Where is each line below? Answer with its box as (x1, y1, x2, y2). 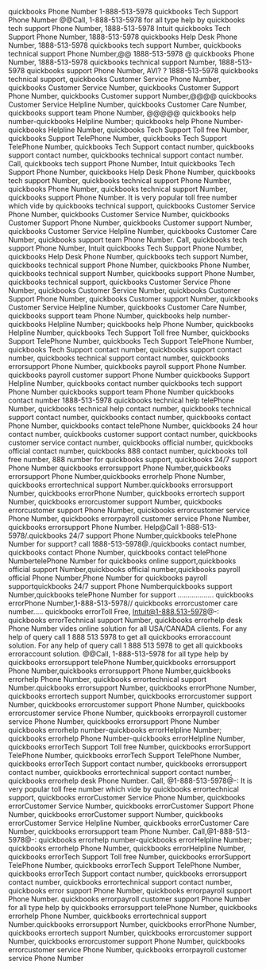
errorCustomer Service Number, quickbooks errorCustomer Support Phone (8, 801, 254, 811)
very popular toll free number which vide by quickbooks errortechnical (8, 784, 240, 794)
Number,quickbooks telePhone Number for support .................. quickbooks (8, 590, 254, 599)
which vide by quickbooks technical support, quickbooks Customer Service (8, 201, 256, 210)
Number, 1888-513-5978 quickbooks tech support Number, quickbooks (8, 41, 242, 50)
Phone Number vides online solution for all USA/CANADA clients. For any (8, 624, 248, 633)
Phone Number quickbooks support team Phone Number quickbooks (8, 387, 234, 396)
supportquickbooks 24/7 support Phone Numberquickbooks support (8, 582, 233, 591)
